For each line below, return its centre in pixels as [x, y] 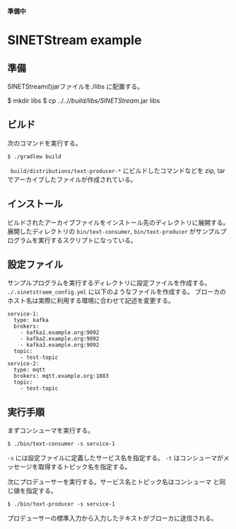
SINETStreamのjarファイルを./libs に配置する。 [76, 87]
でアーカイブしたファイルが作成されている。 [72, 179]
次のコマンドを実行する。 [45, 143]
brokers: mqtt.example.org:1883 [61, 376]
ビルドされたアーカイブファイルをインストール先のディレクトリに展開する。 [118, 222]
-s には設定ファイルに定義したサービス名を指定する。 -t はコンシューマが [116, 458]
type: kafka [31, 321]
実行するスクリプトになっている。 [87, 240]
